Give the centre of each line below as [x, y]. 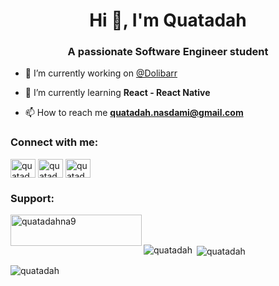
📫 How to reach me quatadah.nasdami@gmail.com [134, 113]
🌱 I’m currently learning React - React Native [117, 93]
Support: [32, 198]
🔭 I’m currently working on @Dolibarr [101, 73]
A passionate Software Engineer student [168, 52]
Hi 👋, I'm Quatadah [168, 20]
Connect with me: [54, 142]
